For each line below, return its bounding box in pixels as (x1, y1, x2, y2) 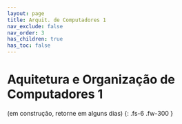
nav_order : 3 (7, 29, 45, 37)
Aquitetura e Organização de (7, 72, 176, 87)
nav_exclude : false (7, 23, 63, 30)
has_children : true (7, 36, 63, 43)
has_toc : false (7, 42, 51, 49)
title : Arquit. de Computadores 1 (7, 17, 107, 23)
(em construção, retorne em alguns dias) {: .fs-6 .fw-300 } (7, 109, 174, 117)
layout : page (7, 10, 45, 17)
